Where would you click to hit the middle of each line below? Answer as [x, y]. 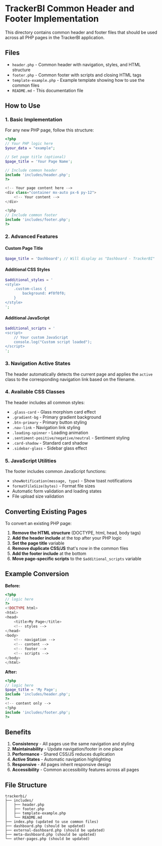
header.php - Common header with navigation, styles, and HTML [76, 64]
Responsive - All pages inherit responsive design [61, 765]
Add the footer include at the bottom [49, 553]
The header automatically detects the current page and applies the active [79, 374]
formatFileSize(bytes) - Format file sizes [54, 486]
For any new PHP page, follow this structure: [49, 130]
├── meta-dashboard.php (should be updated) [51, 835]
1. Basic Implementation [34, 120]
